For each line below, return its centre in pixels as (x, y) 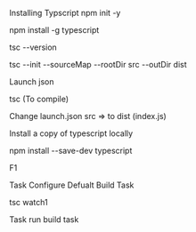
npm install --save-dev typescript (71, 151)
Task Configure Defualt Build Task (72, 185)
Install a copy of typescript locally (71, 133)
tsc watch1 (29, 202)
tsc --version (33, 47)
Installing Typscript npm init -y (65, 13)
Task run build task (44, 220)
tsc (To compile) (39, 99)
